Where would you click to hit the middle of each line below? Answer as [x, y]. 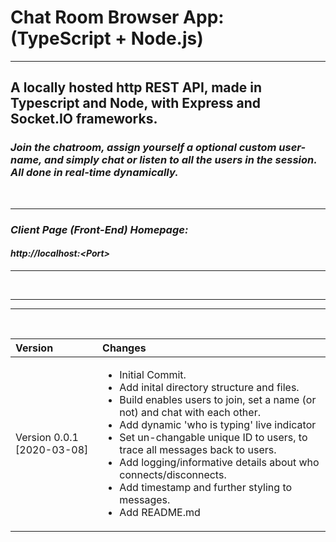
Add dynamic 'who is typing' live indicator [218, 424]
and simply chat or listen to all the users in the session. [180, 160]
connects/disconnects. [173, 474]
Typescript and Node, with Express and [135, 103]
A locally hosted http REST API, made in [136, 87]
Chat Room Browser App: [117, 17]
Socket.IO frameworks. [84, 119]
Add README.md [160, 512]
